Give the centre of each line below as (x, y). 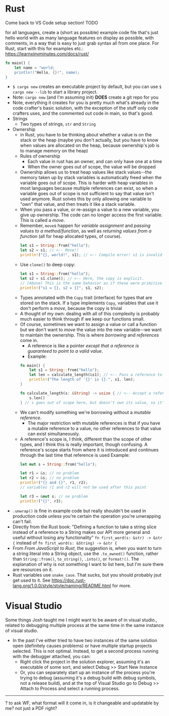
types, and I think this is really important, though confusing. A (84, 444)
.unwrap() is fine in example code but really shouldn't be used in (79, 511)
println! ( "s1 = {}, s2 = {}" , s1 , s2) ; (62, 288)
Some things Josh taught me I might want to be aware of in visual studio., (81, 620)
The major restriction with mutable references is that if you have (94, 423)
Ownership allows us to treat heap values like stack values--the (86, 172)
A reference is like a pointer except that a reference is (83, 346)
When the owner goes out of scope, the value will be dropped (92, 167)
